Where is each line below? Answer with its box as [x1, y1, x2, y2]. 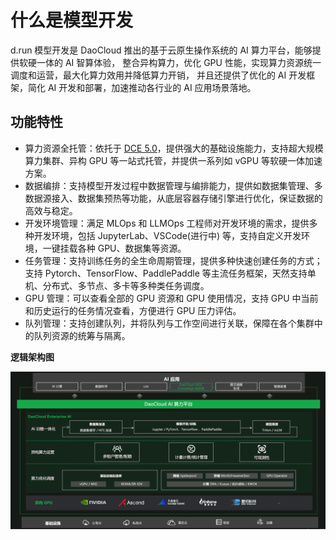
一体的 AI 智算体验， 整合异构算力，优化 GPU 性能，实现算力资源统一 [36, 56, 322, 68]
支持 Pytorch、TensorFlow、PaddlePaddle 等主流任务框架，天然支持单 [24, 267, 317, 279]
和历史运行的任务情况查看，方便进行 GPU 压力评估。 [24, 304, 242, 316]
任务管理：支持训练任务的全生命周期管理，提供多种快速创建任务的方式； [24, 254, 323, 266]
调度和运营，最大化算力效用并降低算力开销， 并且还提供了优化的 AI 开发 [10, 69, 307, 81]
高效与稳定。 [24, 204, 78, 216]
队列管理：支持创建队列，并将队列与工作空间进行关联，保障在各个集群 [24, 317, 315, 329]
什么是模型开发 [10, 9, 134, 32]
